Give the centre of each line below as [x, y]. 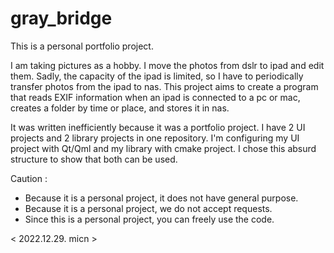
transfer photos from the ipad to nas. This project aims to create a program [164, 86]
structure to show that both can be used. [94, 159]
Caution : [29, 178]
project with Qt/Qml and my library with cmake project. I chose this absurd [163, 148]
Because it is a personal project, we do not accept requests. [148, 208]
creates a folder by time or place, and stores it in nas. [120, 108]
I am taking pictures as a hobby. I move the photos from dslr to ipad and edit [167, 65]
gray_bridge [61, 18]
